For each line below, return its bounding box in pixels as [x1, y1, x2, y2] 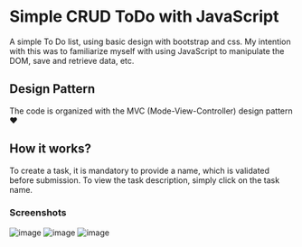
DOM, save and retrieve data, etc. [9, 55, 135, 66]
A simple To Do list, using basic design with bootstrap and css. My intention [9, 36, 291, 47]
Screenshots [9, 206, 67, 219]
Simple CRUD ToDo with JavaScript [9, 6, 279, 27]
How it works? [9, 142, 92, 157]
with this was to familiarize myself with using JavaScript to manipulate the [9, 45, 285, 56]
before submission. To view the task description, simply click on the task [9, 174, 280, 186]
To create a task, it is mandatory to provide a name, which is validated [9, 165, 269, 176]
